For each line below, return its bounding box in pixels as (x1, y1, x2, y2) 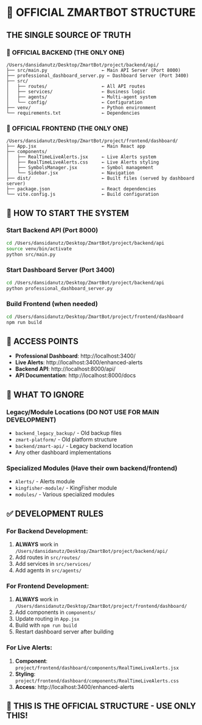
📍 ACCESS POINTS (6, 336, 79, 347)
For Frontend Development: (6, 582, 89, 590)
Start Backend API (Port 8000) (6, 226, 99, 234)
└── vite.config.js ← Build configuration (6, 192, 159, 198)
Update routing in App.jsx (15, 615, 80, 622)
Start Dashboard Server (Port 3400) (6, 265, 115, 274)
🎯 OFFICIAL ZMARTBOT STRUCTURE (6, 5, 196, 20)
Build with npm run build (15, 622, 77, 629)
